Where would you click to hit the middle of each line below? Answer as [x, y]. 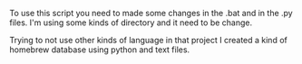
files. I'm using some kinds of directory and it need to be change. [131, 23]
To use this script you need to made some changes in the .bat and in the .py [151, 13]
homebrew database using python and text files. [100, 50]
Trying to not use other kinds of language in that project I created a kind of [148, 40]
